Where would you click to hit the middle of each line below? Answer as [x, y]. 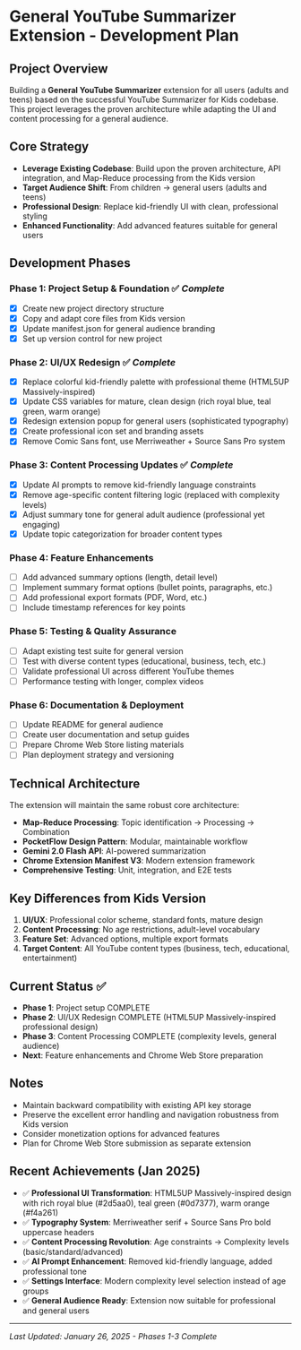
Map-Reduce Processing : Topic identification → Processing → [138, 822]
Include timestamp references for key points [104, 607]
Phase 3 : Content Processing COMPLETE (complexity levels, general [149, 1036]
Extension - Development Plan [124, 35]
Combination [46, 832]
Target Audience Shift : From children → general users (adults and [144, 187]
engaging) [41, 524]
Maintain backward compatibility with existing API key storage [137, 1105]
